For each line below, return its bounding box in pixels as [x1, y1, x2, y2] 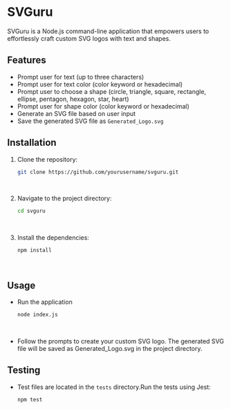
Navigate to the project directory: [17, 194, 112, 202]
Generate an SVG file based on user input [17, 109, 136, 117]
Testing [7, 364, 41, 377]
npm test [17, 396, 43, 403]
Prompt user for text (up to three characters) [17, 73, 145, 81]
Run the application [17, 298, 73, 306]
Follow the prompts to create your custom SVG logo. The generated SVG [17, 336, 225, 345]
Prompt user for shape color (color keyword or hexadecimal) [17, 102, 190, 111]
